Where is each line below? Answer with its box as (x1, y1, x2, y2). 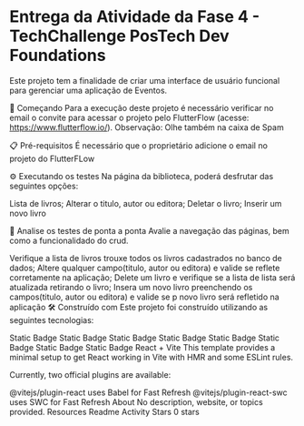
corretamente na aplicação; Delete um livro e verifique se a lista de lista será (9, 271, 296, 283)
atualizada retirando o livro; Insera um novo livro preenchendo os (9, 281, 253, 292)
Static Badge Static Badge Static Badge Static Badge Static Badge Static (9, 332, 279, 343)
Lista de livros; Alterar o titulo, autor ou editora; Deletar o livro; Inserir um (9, 198, 282, 208)
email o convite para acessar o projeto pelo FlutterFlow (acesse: (9, 112, 250, 123)
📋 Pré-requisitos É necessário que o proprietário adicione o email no (9, 139, 268, 151)
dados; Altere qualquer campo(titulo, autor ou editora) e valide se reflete (9, 262, 280, 273)
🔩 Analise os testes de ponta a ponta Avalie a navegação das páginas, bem (9, 225, 289, 236)
